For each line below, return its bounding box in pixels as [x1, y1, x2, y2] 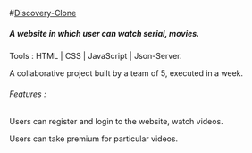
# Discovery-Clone [9, 8, 77, 18]
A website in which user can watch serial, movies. [9, 28, 199, 38]
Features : [9, 89, 46, 99]
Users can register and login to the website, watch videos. [9, 116, 223, 127]
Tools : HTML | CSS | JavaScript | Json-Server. [9, 50, 182, 61]
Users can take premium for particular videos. [9, 133, 179, 144]
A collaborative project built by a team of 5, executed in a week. [9, 67, 244, 79]
